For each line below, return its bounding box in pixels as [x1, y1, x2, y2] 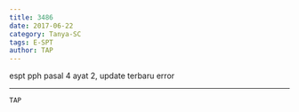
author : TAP [9, 46, 53, 55]
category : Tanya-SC [9, 29, 82, 38]
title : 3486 [9, 12, 53, 22]
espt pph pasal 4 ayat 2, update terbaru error [9, 70, 175, 81]
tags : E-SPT [9, 37, 53, 47]
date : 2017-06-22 [9, 21, 74, 30]
